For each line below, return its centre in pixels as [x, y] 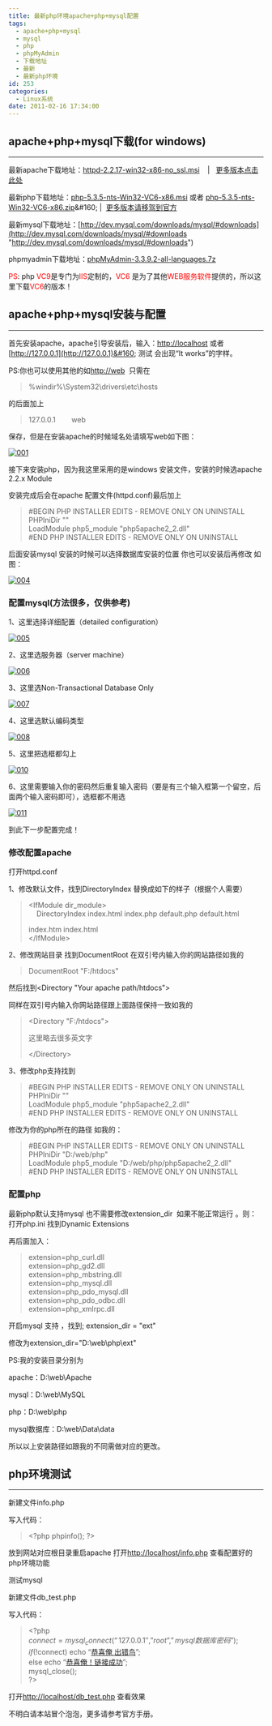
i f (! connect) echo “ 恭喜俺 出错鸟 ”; [84, 1652]
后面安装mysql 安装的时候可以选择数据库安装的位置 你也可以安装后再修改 [130, 554]
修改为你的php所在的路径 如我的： [66, 1130]
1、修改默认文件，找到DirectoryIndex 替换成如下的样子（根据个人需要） [127, 889]
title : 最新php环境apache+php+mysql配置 [74, 16]
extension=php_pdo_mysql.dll [78, 1291]
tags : [17, 24]
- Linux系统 [35, 99]
